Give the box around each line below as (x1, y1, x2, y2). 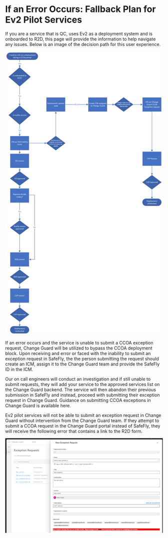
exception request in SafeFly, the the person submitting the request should (5, 355, 159, 361)
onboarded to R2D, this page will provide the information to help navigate (5, 36, 156, 42)
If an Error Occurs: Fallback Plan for (5, 3, 156, 15)
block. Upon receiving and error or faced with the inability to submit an (5, 350, 151, 356)
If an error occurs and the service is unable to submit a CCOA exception (5, 339, 153, 345)
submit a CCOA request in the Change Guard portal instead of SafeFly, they (5, 422, 160, 428)
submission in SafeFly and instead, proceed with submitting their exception (5, 391, 160, 398)
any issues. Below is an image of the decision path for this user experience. (5, 41, 161, 47)
